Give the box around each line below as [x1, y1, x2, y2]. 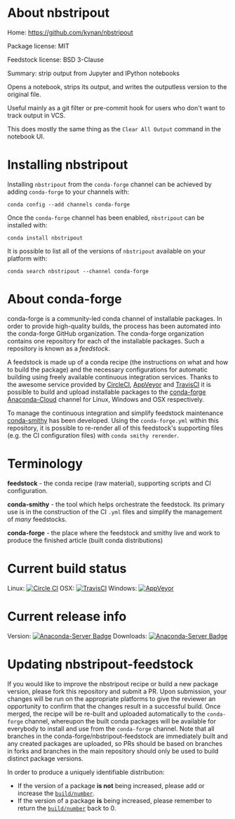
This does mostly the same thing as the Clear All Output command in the [7, 124, 221, 133]
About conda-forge [7, 291, 122, 307]
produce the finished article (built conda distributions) [7, 536, 163, 544]
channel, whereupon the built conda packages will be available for [24, 716, 216, 725]
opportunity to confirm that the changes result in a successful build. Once [7, 702, 221, 710]
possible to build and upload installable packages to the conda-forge [7, 388, 206, 396]
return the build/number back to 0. [17, 804, 116, 812]
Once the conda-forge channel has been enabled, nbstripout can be [7, 213, 205, 222]
